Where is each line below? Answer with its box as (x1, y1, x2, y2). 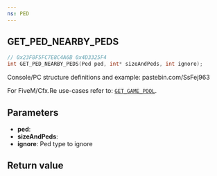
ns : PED (7, 10, 30, 17)
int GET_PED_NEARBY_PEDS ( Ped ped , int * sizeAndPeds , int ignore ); (7, 60, 203, 68)
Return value (7, 160, 64, 172)
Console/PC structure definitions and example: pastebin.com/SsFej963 (7, 73, 210, 82)
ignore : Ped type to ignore (17, 140, 93, 148)
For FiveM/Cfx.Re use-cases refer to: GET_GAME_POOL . (7, 87, 157, 95)
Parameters (7, 107, 59, 118)
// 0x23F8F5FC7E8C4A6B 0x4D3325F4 (7, 54, 107, 61)
